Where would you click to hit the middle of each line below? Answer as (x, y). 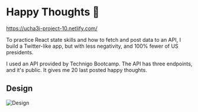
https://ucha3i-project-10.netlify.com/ (52, 28)
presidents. (20, 52)
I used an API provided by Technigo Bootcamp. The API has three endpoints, (99, 64)
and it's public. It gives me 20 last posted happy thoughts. (77, 70)
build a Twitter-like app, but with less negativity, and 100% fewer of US (92, 46)
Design (20, 89)
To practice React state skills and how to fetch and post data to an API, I (94, 39)
